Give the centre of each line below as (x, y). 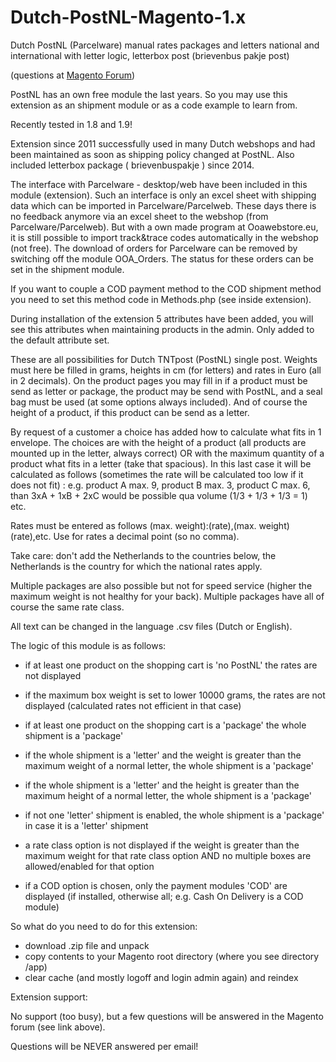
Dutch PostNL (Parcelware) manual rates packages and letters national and (165, 45)
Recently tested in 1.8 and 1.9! (71, 124)
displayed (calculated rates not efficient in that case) (133, 705)
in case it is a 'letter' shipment (86, 825)
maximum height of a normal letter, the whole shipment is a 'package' (168, 795)
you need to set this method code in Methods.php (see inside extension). (161, 299)
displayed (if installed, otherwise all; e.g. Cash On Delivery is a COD (164, 896)
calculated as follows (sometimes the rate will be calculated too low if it (157, 474)
